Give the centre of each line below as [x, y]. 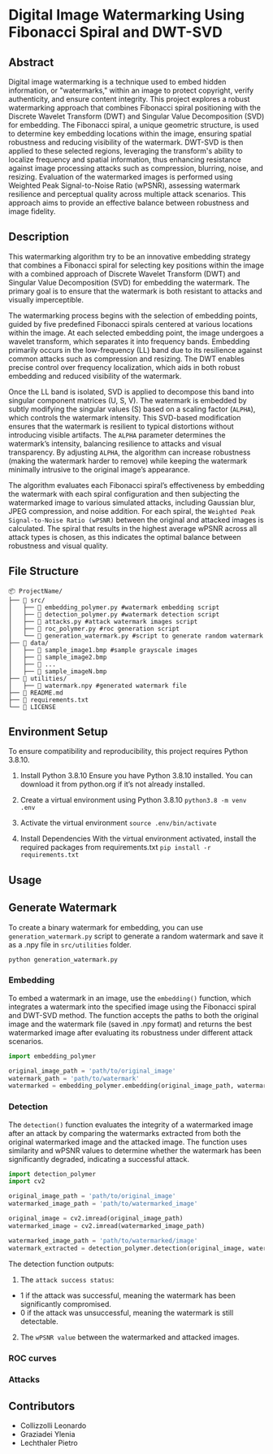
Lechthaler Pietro [49, 1443]
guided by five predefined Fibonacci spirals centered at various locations [131, 324]
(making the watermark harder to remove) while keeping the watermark [128, 460]
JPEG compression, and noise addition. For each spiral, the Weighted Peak [132, 511]
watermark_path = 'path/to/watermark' [74, 1078]
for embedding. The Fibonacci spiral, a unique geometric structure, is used [134, 125]
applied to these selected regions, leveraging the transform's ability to [126, 151]
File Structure [43, 571]
